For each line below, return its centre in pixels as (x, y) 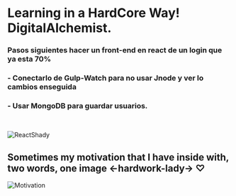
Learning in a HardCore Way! (94, 13)
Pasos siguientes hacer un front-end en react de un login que (115, 50)
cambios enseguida (42, 87)
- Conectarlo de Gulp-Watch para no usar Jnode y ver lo (106, 78)
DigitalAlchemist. (60, 28)
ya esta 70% (29, 59)
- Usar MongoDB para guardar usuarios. (78, 105)
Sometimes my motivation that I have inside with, (118, 157)
